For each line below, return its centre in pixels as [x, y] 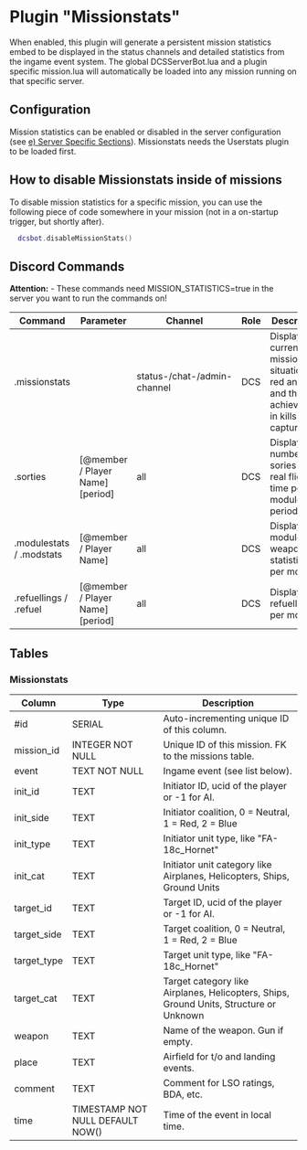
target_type [39, 960]
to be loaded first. [43, 151]
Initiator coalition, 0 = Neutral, [227, 812]
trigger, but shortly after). [57, 221]
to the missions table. [209, 756]
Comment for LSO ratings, [219, 1082]
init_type [32, 844]
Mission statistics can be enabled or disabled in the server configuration [145, 132]
